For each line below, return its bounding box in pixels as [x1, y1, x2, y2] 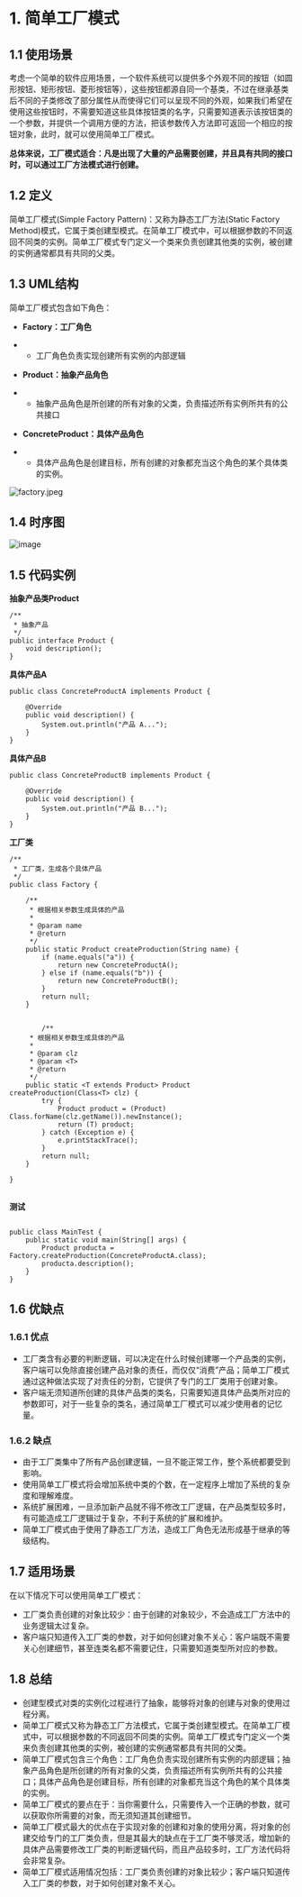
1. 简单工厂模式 [9, 8, 120, 29]
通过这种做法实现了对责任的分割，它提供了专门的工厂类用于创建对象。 [22, 1375, 283, 1386]
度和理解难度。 [22, 1491, 78, 1501]
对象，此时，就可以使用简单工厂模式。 [16, 129, 159, 140]
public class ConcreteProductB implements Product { [9, 771, 211, 780]
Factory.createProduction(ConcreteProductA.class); [9, 1252, 207, 1261]
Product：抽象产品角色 [22, 369, 109, 379]
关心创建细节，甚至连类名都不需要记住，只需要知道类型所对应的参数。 [22, 1642, 283, 1654]
